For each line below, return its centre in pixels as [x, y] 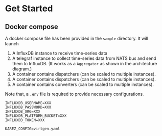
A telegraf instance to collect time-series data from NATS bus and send [84, 58]
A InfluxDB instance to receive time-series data [60, 53]
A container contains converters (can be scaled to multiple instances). [83, 84]
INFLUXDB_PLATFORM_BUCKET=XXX [36, 116]
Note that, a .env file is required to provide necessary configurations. [75, 94]
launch [12, 44]
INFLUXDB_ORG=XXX [23, 111]
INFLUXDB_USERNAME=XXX [28, 103]
